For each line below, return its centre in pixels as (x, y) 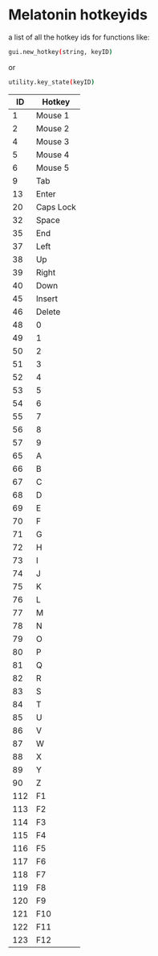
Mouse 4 (53, 155)
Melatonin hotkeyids (78, 15)
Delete (48, 312)
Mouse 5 (53, 168)
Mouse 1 (53, 115)
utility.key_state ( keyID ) (51, 82)
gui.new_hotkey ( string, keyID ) (61, 52)
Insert (47, 298)
